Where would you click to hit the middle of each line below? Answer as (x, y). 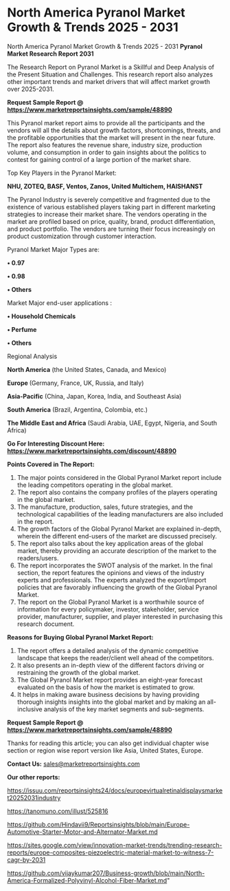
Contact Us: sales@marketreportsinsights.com (74, 764)
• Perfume (22, 329)
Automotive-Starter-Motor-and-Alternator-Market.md (82, 832)
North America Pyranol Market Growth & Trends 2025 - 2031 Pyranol (105, 46)
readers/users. (38, 558)
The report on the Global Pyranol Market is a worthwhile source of (111, 602)
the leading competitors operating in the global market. (95, 485)
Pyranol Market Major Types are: (53, 249)
